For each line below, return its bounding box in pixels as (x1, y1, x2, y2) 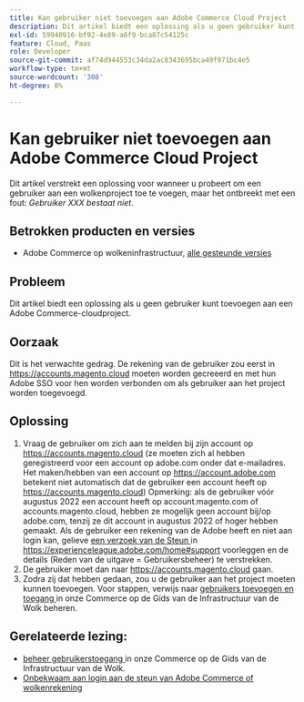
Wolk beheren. (22, 602, 77, 613)
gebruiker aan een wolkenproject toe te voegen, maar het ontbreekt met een (9, 188, 296, 198)
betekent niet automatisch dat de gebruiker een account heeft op (22, 476, 267, 487)
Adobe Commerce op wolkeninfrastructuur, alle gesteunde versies (22, 248, 272, 259)
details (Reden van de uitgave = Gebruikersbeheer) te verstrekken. (22, 554, 273, 565)
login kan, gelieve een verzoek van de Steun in (22, 534, 198, 545)
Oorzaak (9, 334, 59, 350)
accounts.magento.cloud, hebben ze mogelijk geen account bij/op (22, 505, 271, 516)
